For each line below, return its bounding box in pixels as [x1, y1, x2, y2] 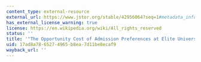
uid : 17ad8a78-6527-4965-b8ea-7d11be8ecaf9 [6, 42, 117, 48]
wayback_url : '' [6, 47, 47, 53]
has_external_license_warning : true [6, 19, 98, 25]
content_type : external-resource [6, 8, 90, 15]
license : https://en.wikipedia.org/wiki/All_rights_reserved [6, 25, 162, 31]
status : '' [6, 31, 33, 37]
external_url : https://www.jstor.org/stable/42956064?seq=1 [6, 14, 160, 20]
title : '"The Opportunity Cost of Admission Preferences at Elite [6, 36, 175, 42]
